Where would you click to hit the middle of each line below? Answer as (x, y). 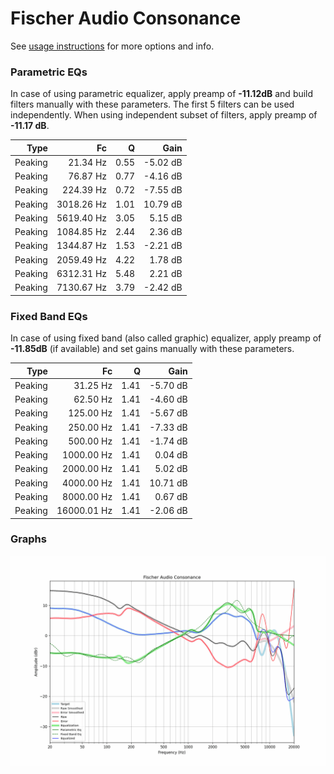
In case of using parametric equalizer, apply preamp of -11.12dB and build (162, 94)
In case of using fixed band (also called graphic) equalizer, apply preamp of (166, 338)
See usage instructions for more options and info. (112, 46)
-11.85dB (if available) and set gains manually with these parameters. (152, 349)
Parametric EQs (49, 72)
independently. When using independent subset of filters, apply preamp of (164, 115)
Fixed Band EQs (49, 316)
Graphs (28, 539)
